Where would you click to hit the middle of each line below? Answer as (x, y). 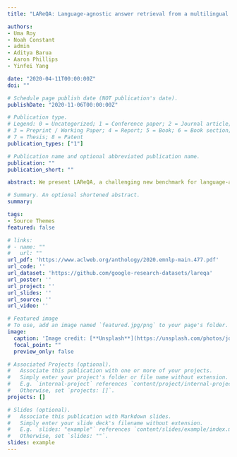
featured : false (31, 227)
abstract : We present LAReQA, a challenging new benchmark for (102, 182)
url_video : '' (28, 306)
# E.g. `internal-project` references (68, 384)
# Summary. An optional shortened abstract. (74, 195)
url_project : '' (31, 286)
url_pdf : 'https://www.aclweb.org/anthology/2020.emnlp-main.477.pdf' (113, 260)
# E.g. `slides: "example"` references (69, 429)
